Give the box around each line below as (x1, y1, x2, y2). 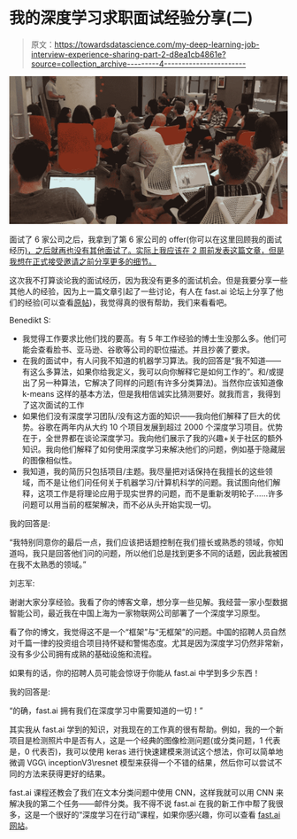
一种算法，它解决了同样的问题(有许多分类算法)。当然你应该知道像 (45, 377, 285, 388)
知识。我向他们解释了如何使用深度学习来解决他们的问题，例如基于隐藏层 (21, 444, 286, 454)
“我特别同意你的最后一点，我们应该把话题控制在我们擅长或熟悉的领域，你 (9, 537, 277, 548)
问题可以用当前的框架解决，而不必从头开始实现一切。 (21, 500, 217, 510)
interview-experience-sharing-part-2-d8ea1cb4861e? (30, 49, 227, 59)
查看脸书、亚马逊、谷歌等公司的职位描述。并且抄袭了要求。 (37, 345, 255, 355)
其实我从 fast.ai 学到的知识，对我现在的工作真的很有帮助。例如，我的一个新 (9, 724, 284, 735)
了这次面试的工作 (21, 400, 85, 410)
